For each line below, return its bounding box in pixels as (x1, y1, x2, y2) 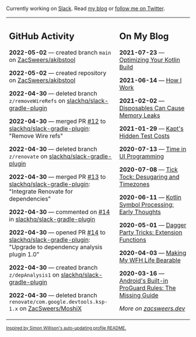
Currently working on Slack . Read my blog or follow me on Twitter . (6, 5, 165, 12)
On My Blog (119, 30, 169, 42)
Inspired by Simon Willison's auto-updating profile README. (6, 325, 127, 331)
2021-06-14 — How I (119, 76, 182, 84)
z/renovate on (9, 152, 48, 160)
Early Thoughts (119, 208, 162, 216)
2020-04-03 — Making (119, 249, 187, 257)
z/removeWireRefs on (9, 97, 66, 105)
